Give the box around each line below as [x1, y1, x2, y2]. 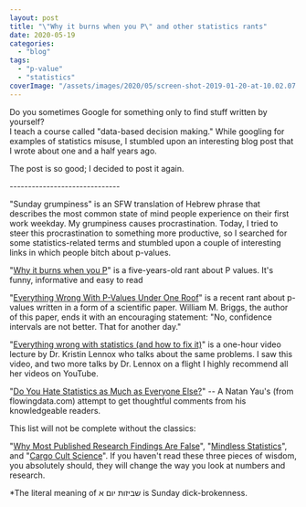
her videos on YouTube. [9, 367, 99, 379]
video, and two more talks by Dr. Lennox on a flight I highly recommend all [9, 358, 289, 369]
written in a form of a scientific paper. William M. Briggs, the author [36, 301, 289, 312]
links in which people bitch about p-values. [9, 247, 172, 258]
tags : [9, 56, 30, 65]
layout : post [9, 13, 59, 23]
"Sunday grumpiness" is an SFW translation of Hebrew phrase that [9, 198, 260, 209]
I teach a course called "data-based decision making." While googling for [9, 125, 285, 137]
